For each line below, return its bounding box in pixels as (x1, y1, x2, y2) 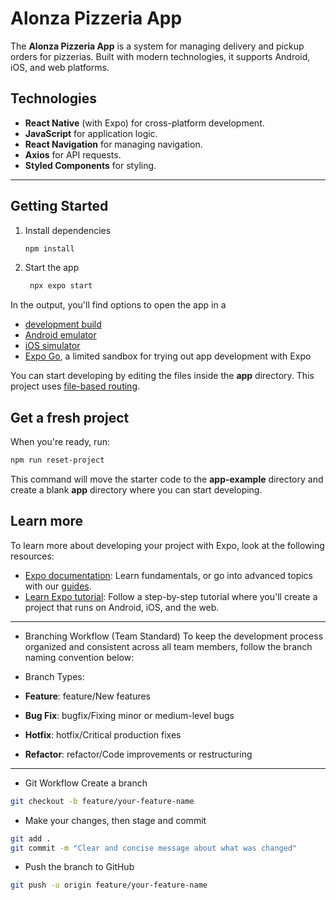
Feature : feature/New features (24, 690, 152, 702)
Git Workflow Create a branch (24, 777, 148, 789)
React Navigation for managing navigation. (24, 138, 203, 150)
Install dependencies (24, 224, 112, 236)
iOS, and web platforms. (10, 61, 110, 73)
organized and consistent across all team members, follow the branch (24, 640, 313, 652)
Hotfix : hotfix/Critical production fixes (24, 728, 182, 741)
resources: (10, 550, 55, 562)
